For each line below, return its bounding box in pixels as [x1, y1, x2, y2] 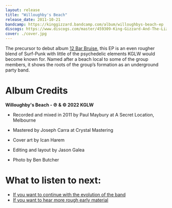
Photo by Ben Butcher [12, 156, 59, 163]
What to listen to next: [5, 175, 101, 187]
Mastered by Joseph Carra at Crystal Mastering [12, 127, 114, 133]
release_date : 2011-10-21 [5, 17, 60, 22]
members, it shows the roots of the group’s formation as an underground [5, 62, 159, 67]
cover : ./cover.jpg [5, 31, 47, 36]
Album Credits [5, 85, 68, 97]
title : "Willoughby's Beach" [5, 12, 68, 17]
